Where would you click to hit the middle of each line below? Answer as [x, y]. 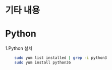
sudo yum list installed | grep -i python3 [61, 58]
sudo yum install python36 [43, 62]
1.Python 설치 [19, 48]
